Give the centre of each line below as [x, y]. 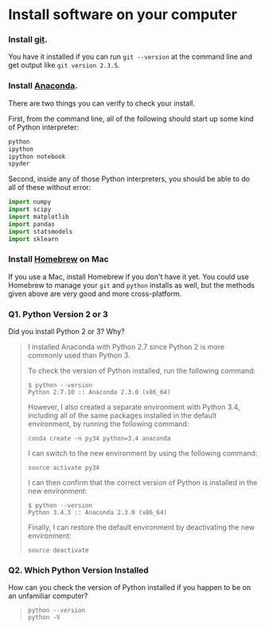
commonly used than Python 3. [79, 355]
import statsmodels [41, 231]
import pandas [32, 224]
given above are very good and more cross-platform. [95, 293]
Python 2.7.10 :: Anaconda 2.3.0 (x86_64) [99, 392]
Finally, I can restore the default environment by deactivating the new [141, 527]
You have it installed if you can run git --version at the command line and [131, 56]
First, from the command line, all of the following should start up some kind [131, 118]
